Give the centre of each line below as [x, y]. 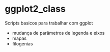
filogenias [22, 43]
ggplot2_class [35, 9]
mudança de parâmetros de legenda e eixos [58, 33]
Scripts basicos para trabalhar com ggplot [49, 23]
